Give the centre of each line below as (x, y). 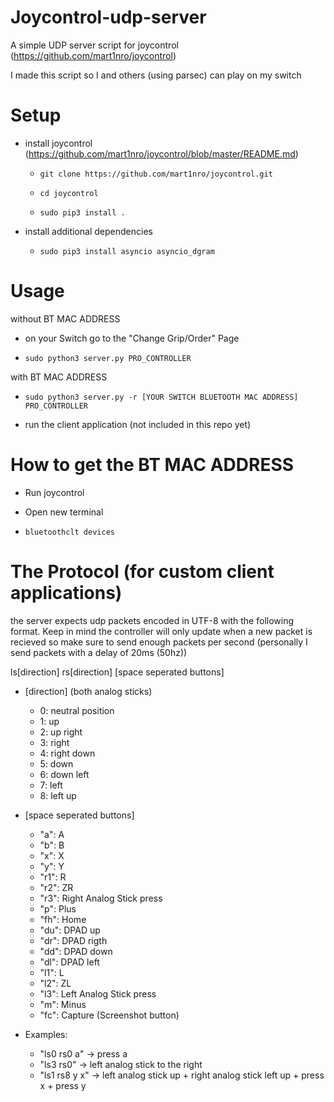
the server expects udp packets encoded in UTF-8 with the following (152, 620)
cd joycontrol (69, 193)
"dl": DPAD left (69, 962)
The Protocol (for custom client (142, 571)
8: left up (58, 795)
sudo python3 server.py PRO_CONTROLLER (108, 358)
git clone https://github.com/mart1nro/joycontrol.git (156, 174)
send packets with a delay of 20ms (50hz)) (99, 652)
